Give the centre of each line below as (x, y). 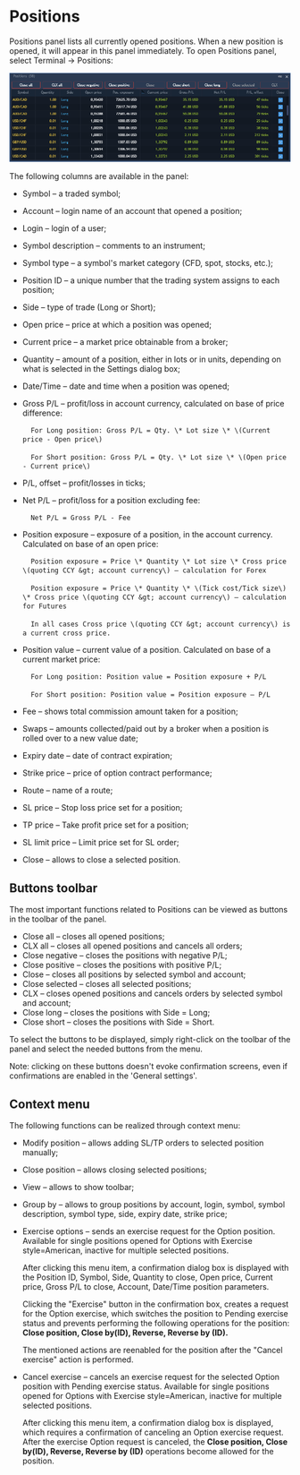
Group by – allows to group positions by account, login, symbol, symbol (154, 1204)
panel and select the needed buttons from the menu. (106, 1049)
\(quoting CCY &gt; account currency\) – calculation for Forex (144, 570)
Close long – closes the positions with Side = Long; (116, 1013)
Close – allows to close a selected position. (101, 860)
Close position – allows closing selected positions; (114, 1170)
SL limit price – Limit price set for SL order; (100, 843)
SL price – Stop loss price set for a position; (102, 808)
